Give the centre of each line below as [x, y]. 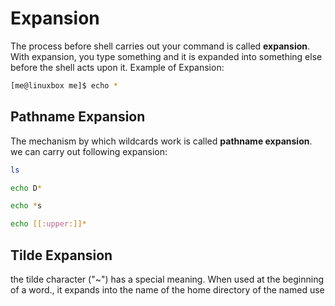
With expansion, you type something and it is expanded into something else [166, 56]
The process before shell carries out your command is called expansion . [160, 46]
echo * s [26, 206]
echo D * [26, 188]
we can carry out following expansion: [89, 151]
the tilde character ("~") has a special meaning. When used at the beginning [167, 279]
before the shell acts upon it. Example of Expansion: [117, 67]
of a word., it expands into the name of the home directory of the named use [167, 289]
